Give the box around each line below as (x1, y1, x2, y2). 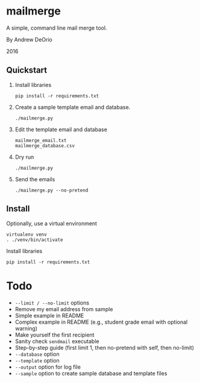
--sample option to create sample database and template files (14, 370, 167, 377)
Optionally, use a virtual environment (6, 219, 98, 227)
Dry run (14, 153, 34, 161)
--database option (14, 350, 60, 358)
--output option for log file (14, 363, 81, 370)
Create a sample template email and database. (14, 103, 131, 111)
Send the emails (14, 175, 55, 182)
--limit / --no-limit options (14, 299, 89, 306)
